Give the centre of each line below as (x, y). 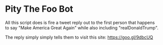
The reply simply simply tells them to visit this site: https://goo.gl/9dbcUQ (79, 37)
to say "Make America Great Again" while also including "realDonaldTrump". (82, 27)
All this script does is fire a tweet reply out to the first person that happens (80, 22)
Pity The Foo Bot (39, 9)
